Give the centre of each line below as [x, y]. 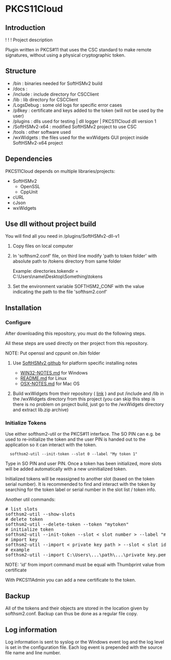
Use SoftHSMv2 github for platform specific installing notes [75, 363]
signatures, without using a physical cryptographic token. [65, 55]
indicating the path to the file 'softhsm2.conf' [60, 292]
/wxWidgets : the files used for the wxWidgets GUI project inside [80, 137]
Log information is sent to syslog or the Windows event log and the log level [85, 642]
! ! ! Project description [29, 40]
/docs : [20, 89]
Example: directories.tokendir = [46, 271]
